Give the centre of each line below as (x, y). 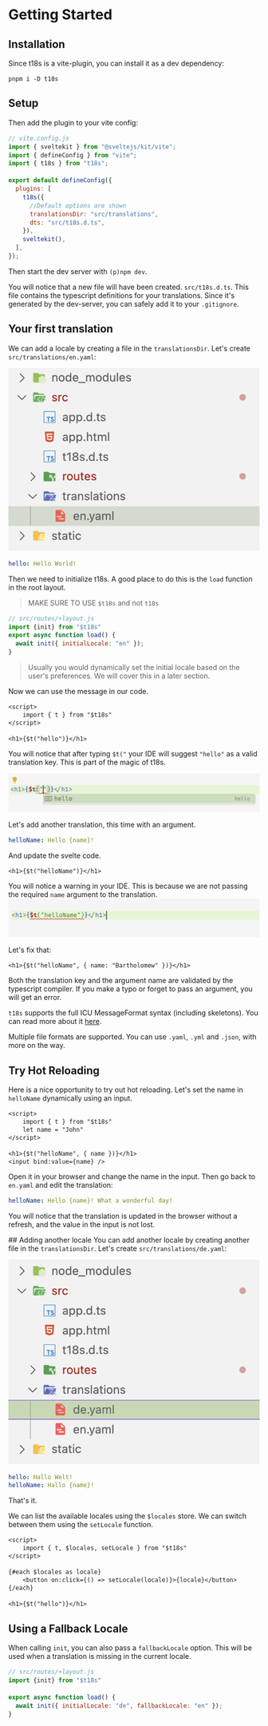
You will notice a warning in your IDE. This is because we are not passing (128, 886)
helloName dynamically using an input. (71, 1098)
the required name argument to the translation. (83, 895)
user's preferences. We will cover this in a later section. (119, 676)
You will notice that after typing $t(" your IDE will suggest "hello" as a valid (133, 754)
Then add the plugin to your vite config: (73, 122)
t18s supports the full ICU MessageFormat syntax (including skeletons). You (133, 1013)
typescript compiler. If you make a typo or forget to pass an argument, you (130, 989)
